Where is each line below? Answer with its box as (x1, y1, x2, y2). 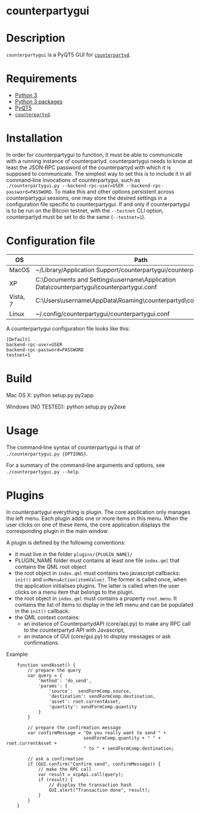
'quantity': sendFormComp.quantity (48, 704, 137, 710)
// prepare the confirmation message (27, 725, 121, 731)
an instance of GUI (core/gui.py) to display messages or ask (23, 632, 171, 640)
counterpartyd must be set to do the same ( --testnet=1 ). (6, 213, 146, 220)
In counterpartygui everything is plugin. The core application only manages (6, 508, 190, 516)
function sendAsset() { (17, 662, 76, 668)
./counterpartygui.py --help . (6, 467, 80, 475)
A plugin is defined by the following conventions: (6, 539, 126, 546)
